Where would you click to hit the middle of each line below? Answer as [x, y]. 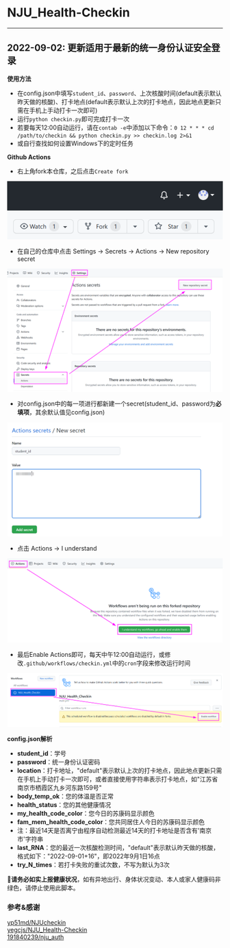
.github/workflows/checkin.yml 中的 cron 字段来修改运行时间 [107, 663]
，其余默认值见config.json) [67, 412]
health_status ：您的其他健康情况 [64, 804]
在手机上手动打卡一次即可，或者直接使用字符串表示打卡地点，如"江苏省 [117, 779]
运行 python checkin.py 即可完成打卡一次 [73, 118]
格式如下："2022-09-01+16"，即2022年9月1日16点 [89, 856]
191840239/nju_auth [36, 937]
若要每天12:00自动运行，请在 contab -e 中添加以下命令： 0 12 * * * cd [115, 127]
